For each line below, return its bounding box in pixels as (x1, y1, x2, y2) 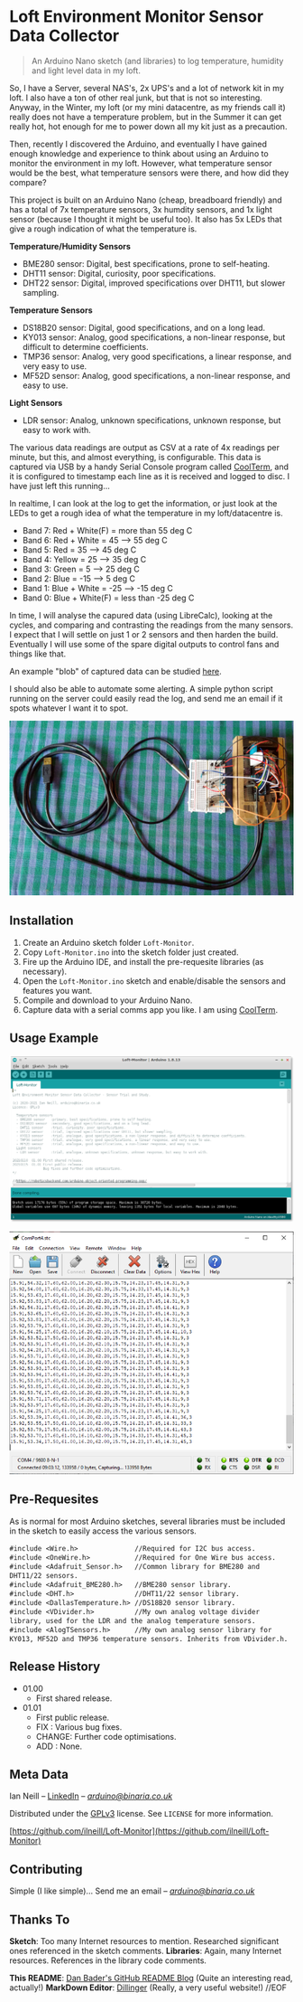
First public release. (35, 1712, 110, 1723)
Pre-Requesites (9, 1492, 99, 1507)
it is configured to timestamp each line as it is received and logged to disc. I (9, 470, 290, 481)
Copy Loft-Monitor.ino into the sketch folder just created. (22, 947, 239, 958)
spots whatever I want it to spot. (9, 703, 129, 713)
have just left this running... (9, 480, 110, 491)
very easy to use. (22, 360, 87, 372)
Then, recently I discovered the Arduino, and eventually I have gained (9, 138, 268, 149)
